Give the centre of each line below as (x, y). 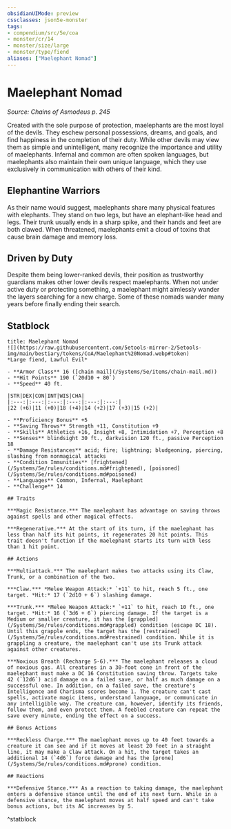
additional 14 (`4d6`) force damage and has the (78, 758)
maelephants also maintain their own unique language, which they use (107, 161)
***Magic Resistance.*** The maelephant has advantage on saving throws (114, 511)
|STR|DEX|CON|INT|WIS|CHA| (46, 396)
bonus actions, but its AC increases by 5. (71, 807)
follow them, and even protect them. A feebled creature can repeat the (114, 710)
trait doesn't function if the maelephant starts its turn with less (109, 541)
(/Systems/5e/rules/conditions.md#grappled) (72, 626)
